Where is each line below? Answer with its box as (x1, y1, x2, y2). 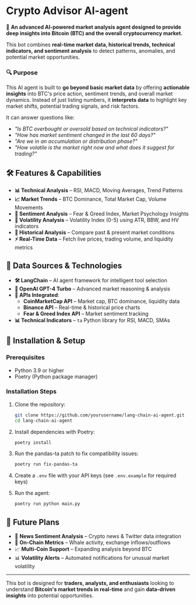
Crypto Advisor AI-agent (6, 4, 128, 18)
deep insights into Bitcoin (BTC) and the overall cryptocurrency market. (6, 29, 183, 36)
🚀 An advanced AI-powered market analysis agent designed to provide (6, 23, 182, 30)
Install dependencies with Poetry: (14, 428, 95, 435)
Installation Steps (6, 388, 57, 396)
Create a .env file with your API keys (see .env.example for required (14, 472, 177, 479)
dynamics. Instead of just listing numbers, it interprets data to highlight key (6, 97, 187, 104)
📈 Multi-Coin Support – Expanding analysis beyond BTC (14, 546, 152, 553)
